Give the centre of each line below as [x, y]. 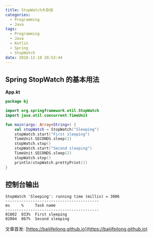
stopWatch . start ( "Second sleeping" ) [54, 149]
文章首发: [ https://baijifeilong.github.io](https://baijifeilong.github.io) [76, 229]
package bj [17, 102]
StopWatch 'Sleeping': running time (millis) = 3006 [62, 197]
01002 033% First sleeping [36, 215]
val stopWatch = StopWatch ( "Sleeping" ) [57, 129]
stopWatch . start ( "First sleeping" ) [52, 134]
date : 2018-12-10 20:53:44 [34, 57]
